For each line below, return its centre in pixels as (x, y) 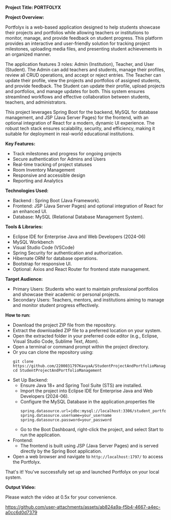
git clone (23, 362)
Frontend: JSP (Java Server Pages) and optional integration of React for (88, 206)
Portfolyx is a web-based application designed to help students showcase (83, 27)
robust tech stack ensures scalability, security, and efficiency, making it (80, 128)
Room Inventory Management (44, 170)
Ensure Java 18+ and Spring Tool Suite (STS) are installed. (81, 385)
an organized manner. (28, 54)
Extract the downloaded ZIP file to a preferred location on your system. (87, 330)
